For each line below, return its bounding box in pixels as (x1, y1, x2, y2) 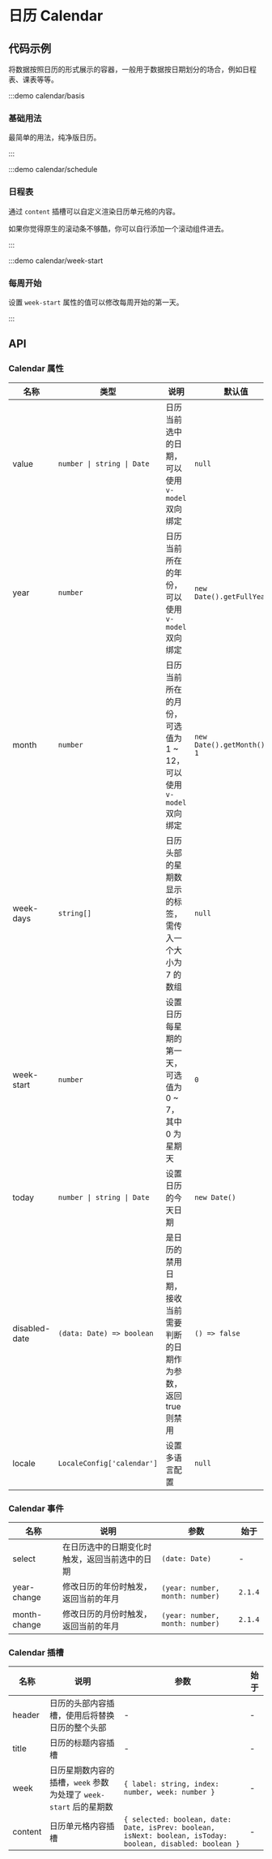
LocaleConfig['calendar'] (57, 1458, 158, 1468)
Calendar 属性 (8, 363, 65, 374)
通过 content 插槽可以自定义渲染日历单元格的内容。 (8, 206, 180, 216)
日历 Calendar (8, 6, 104, 25)
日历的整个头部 (49, 1722, 107, 1733)
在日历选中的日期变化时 (62, 1541, 152, 1552)
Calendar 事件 (8, 1503, 65, 1514)
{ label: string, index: (123, 1779, 220, 1789)
